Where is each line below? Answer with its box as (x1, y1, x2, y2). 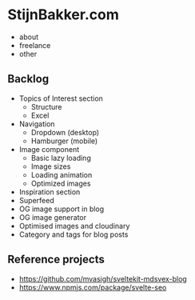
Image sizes (30, 162, 71, 171)
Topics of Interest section (18, 94, 103, 103)
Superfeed (18, 195, 54, 205)
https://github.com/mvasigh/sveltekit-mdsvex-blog (18, 274, 187, 283)
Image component (18, 144, 80, 154)
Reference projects (7, 253, 105, 266)
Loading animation (30, 170, 93, 179)
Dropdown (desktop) (30, 127, 100, 137)
